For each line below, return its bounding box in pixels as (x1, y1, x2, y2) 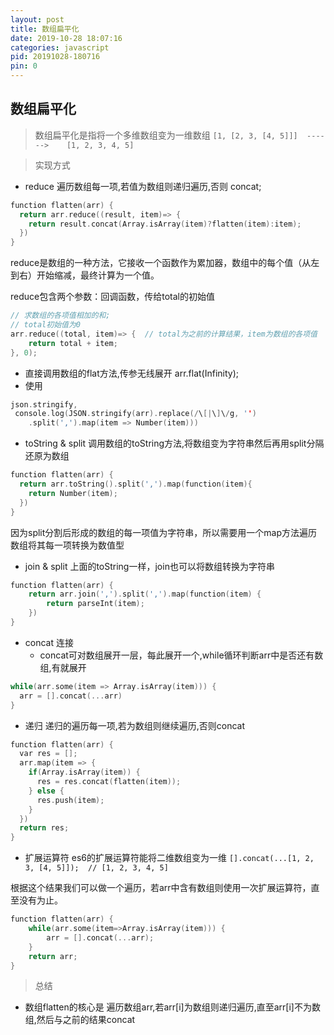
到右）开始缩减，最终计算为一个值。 (10, 269, 160, 281)
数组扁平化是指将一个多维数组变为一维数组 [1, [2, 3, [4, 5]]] (34, 129, 298, 141)
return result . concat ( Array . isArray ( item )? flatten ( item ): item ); (28, 219, 302, 229)
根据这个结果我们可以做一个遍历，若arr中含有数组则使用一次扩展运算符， (10, 882, 312, 894)
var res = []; (19, 749, 78, 759)
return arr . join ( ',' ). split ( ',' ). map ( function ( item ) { (28, 589, 262, 600)
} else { (28, 786, 65, 796)
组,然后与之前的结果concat (24, 1014, 136, 1026)
